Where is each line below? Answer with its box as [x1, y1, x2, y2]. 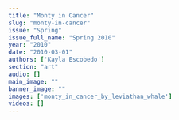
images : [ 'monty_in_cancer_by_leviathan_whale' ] [8, 92, 173, 100]
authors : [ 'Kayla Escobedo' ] [8, 56, 105, 64]
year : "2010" [8, 41, 52, 49]
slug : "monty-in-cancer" [8, 19, 91, 27]
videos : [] [8, 99, 45, 107]
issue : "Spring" [8, 26, 62, 34]
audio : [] [8, 70, 41, 78]
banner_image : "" [8, 84, 66, 93]
